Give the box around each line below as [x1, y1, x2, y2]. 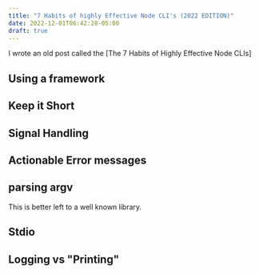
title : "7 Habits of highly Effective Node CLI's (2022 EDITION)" [8, 11, 234, 20]
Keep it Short [8, 99, 75, 113]
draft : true [8, 26, 48, 34]
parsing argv [8, 181, 74, 195]
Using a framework [8, 71, 106, 85]
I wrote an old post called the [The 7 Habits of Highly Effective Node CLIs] [8, 49, 252, 58]
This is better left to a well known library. [8, 202, 142, 212]
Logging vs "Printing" [8, 252, 120, 266]
